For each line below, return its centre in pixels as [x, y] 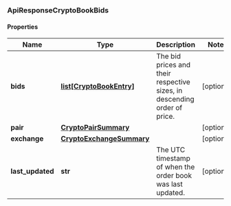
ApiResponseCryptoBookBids [58, 10]
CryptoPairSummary [95, 128]
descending [175, 100]
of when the [175, 167]
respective [173, 82]
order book [174, 176]
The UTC [170, 150]
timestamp [173, 159]
